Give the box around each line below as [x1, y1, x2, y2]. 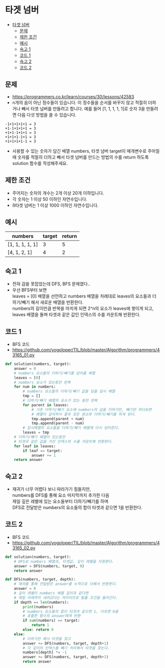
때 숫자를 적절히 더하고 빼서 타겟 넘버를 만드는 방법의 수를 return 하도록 [12, 154, 149, 160]
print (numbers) [23, 604, 54, 609]
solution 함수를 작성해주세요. [12, 160, 68, 166]
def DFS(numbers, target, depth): [5, 577, 76, 582]
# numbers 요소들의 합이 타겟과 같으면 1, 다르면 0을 [23, 609, 119, 614]
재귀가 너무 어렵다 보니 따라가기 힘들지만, [12, 486, 91, 492]
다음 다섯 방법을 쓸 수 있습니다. [17, 111, 77, 118]
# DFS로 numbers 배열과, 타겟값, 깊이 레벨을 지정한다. [14, 559, 114, 564]
